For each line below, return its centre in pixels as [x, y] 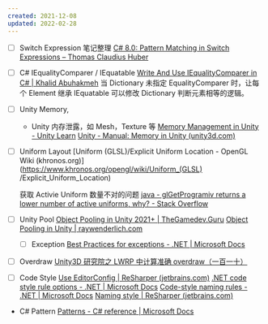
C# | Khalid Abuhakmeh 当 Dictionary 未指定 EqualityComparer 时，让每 [139, 83]
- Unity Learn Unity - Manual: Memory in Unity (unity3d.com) [133, 136]
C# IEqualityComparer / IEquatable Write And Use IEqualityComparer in [138, 72]
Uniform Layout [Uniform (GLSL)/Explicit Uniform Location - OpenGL [134, 151]
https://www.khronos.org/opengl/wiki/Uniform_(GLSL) [113, 169]
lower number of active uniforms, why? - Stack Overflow [114, 203]
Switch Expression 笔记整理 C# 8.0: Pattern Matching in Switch [124, 48]
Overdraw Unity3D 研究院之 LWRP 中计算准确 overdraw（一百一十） [133, 261]
